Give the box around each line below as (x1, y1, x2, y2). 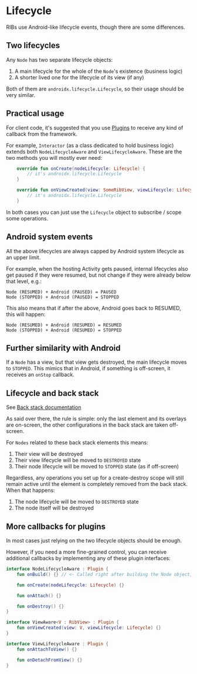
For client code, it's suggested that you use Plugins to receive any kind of (6, 124, 184, 131)
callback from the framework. (6, 130, 78, 138)
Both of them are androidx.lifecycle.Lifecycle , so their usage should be (6, 85, 185, 92)
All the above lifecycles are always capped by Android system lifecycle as (6, 247, 185, 254)
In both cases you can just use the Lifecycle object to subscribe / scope (6, 209, 182, 216)
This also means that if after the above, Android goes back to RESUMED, (6, 304, 182, 311)
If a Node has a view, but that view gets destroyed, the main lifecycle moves (6, 358, 187, 365)
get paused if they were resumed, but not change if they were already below (6, 271, 191, 279)
